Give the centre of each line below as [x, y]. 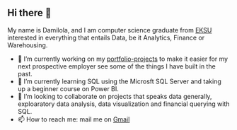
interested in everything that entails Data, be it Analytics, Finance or [106, 37]
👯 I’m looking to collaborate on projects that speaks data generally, [115, 96]
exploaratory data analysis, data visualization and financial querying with [123, 104]
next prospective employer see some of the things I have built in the [116, 66]
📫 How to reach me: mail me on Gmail [74, 119]
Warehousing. [28, 45]
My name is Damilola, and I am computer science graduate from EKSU [110, 30]
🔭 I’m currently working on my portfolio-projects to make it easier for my [123, 59]
